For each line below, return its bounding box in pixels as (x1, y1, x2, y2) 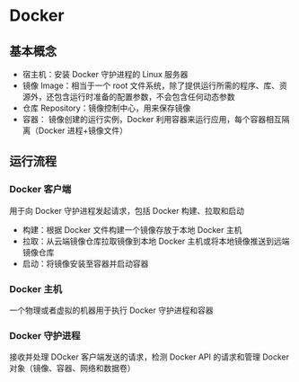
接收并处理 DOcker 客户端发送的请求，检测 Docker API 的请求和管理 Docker (9, 351, 290, 362)
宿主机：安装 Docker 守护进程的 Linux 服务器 (22, 69, 189, 79)
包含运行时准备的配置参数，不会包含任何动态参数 (53, 92, 235, 102)
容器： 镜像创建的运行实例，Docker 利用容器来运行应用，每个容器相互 (22, 114, 282, 124)
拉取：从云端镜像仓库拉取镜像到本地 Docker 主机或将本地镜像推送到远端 (22, 235, 290, 246)
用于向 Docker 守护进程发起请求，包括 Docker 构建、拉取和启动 (9, 205, 245, 216)
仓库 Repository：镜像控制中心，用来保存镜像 (22, 102, 191, 113)
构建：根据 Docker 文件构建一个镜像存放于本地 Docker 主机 (22, 224, 242, 235)
